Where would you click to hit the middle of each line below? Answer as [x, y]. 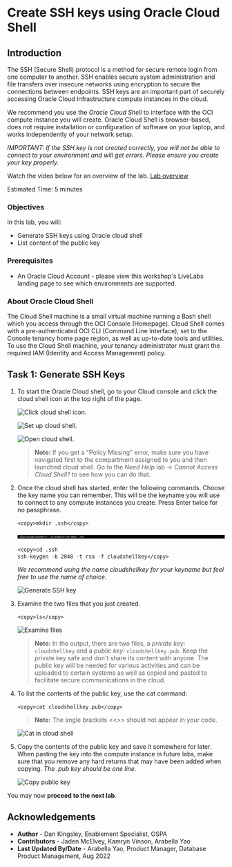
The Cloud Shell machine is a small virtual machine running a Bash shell [109, 316]
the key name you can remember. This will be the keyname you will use [118, 495]
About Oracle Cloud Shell [50, 301]
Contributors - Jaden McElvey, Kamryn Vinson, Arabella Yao [104, 841]
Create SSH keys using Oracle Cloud [114, 13]
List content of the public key [58, 243]
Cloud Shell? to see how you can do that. [93, 474]
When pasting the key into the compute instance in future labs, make [115, 754]
